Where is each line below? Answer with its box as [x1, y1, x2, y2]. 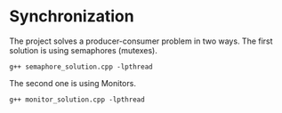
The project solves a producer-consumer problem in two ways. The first [9, 36, 273, 46]
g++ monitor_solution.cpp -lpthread [9, 95, 145, 104]
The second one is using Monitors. [9, 77, 136, 88]
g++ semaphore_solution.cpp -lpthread [9, 62, 153, 71]
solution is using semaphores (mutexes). [9, 44, 158, 55]
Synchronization [9, 6, 135, 27]
